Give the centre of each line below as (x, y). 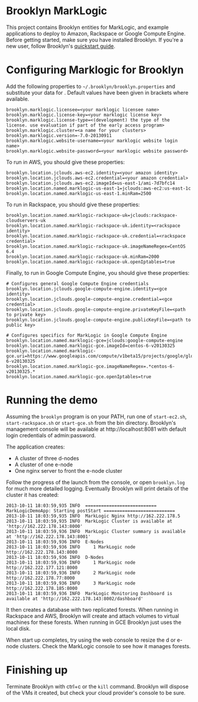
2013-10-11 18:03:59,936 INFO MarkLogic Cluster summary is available (96, 531)
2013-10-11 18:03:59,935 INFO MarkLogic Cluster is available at (89, 521)
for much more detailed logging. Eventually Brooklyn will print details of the (97, 488)
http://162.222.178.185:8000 (42, 588)
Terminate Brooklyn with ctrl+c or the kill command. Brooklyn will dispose (97, 686)
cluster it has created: (32, 495)
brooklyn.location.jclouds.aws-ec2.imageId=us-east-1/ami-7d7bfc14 (91, 183)
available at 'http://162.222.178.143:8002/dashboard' (75, 599)
